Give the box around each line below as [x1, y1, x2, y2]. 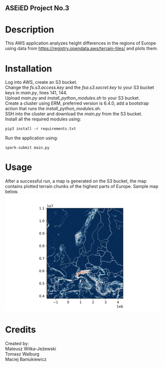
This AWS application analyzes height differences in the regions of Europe [5, 40, 157, 46]
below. [5, 188, 19, 195]
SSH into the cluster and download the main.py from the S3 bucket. [5, 111, 142, 117]
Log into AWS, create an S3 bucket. [5, 79, 78, 85]
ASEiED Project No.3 [5, 4, 70, 12]
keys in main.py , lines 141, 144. [5, 90, 68, 96]
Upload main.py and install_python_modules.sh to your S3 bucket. [5, 95, 140, 101]
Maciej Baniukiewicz [5, 357, 47, 363]
